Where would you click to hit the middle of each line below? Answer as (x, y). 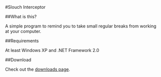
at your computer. (23, 31)
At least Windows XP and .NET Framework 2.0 (52, 50)
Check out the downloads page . (38, 69)
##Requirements (22, 41)
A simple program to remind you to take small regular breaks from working (81, 26)
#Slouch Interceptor (25, 7)
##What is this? (21, 16)
